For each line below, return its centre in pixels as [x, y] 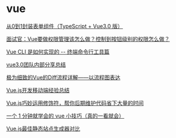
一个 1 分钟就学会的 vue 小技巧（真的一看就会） [65, 116]
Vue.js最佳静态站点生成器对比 [43, 128]
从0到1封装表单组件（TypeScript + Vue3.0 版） [65, 26]
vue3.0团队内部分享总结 [36, 64]
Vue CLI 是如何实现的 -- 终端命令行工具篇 [58, 52]
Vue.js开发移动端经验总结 [38, 90]
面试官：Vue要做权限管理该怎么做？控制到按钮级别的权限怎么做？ [88, 39]
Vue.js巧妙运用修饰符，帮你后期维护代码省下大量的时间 [75, 103]
